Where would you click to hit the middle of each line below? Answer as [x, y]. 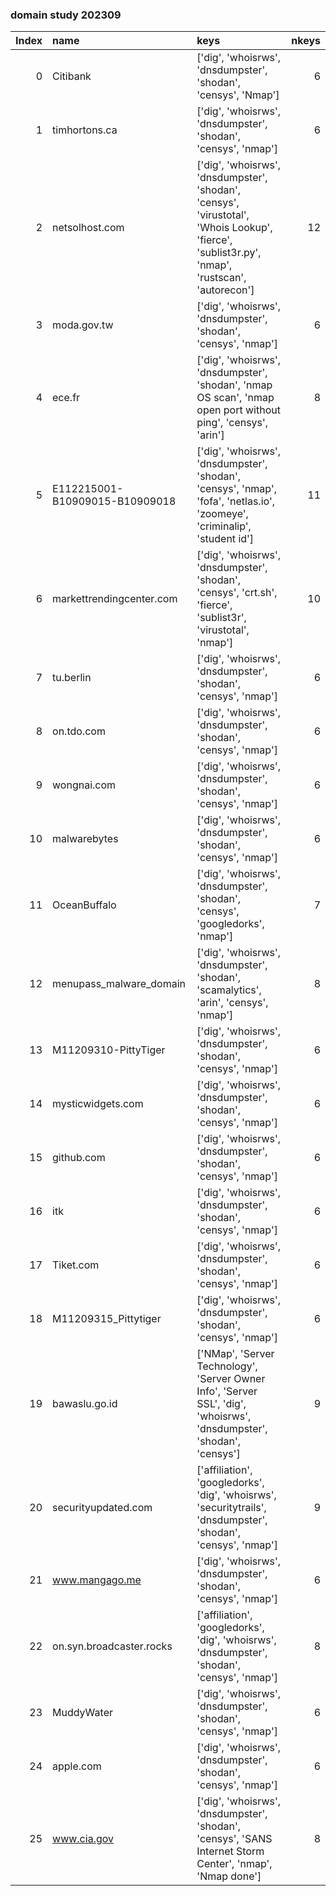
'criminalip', [224, 526]
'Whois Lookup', [234, 228]
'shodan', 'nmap [234, 385]
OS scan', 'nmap [235, 398]
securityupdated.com [102, 1508]
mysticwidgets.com [98, 1104]
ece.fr [66, 398]
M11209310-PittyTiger [109, 1050]
